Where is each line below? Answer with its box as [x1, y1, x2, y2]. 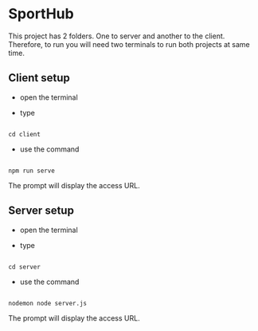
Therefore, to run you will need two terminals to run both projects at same [8, 39, 251, 49]
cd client [8, 130, 41, 138]
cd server [8, 262, 41, 271]
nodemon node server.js [8, 299, 88, 307]
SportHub [8, 5, 74, 23]
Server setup [8, 204, 74, 218]
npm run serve [8, 167, 56, 175]
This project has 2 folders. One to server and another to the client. [8, 31, 225, 41]
